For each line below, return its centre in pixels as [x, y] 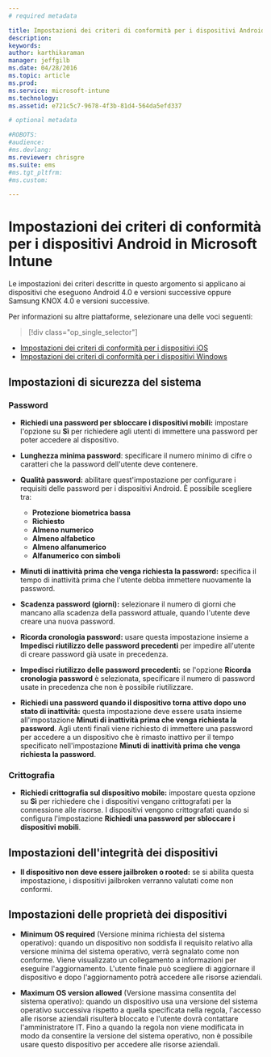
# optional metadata [43, 120]
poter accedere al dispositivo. [69, 440]
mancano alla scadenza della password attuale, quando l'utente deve [135, 612]
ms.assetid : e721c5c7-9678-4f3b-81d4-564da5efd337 [95, 106]
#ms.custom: [28, 180]
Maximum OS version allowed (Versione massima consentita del [128, 992]
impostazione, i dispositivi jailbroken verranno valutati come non [127, 880]
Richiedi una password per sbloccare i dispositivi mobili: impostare [134, 422]
